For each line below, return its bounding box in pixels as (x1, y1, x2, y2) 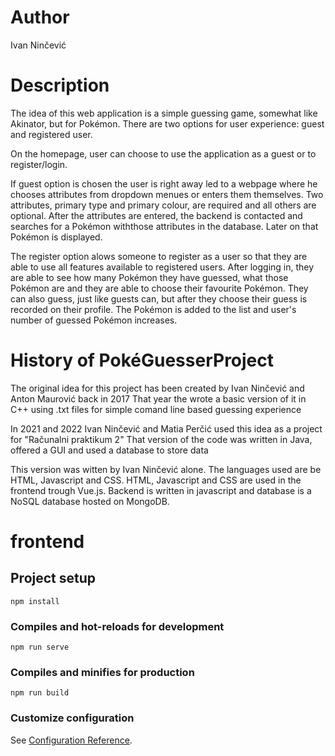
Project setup (10, 570, 97, 587)
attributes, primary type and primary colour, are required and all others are (10, 199, 317, 211)
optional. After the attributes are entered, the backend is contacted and (10, 209, 303, 221)
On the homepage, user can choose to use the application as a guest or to (10, 147, 317, 160)
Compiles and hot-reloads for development (10, 619, 225, 633)
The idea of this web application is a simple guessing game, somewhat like (10, 107, 318, 119)
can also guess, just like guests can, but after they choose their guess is (10, 292, 308, 305)
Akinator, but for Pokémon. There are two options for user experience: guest (10, 117, 325, 130)
